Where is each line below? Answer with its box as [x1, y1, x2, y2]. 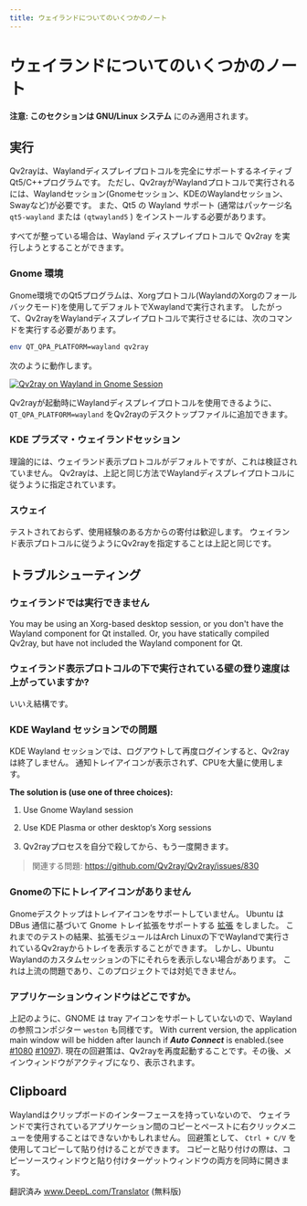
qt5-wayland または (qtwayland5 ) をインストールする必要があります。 [9, 211, 271, 222]
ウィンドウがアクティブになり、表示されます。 [25, 1057, 200, 1068]
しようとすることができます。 [16, 242, 130, 253]
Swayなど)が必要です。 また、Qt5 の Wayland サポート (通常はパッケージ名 [9, 200, 292, 211]
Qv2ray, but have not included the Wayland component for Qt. [9, 637, 244, 649]
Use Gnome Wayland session [22, 805, 134, 816]
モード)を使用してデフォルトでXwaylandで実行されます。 [33, 301, 249, 312]
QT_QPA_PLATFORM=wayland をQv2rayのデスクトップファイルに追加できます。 [9, 408, 293, 419]
